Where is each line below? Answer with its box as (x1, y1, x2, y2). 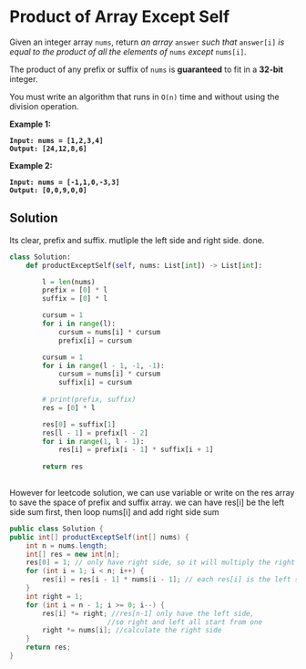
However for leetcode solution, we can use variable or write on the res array (9, 487, 295, 498)
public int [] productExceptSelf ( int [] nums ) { (9, 532, 189, 541)
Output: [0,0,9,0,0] (9, 185, 88, 195)
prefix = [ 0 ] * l (42, 285, 107, 295)
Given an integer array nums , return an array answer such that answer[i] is (9, 36, 285, 47)
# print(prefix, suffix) (42, 395, 137, 404)
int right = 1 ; (25, 592, 84, 601)
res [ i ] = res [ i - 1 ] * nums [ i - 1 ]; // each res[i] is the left (42, 575, 291, 584)
